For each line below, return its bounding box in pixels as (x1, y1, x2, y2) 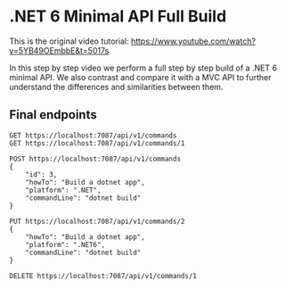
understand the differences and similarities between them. (9, 81, 224, 92)
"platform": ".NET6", (25, 240, 105, 249)
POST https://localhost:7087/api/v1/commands (9, 154, 181, 163)
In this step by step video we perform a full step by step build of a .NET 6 (9, 62, 278, 73)
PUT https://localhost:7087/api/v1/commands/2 (9, 217, 185, 226)
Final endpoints (9, 107, 97, 122)
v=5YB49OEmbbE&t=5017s (9, 45, 110, 55)
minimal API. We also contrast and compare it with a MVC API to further (9, 71, 272, 82)
